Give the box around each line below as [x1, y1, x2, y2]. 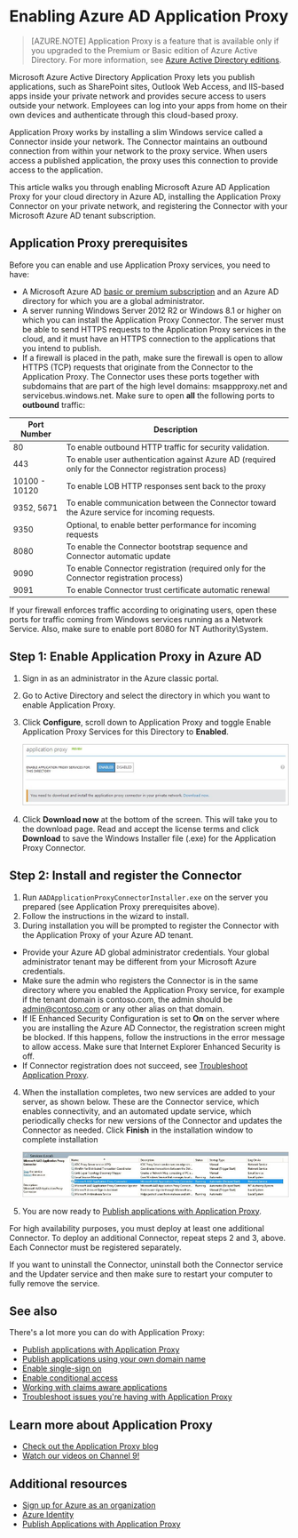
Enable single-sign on [21, 1363, 102, 1374]
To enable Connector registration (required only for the [66, 563, 266, 573]
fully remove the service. [9, 1278, 100, 1288]
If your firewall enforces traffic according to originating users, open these [9, 605, 278, 615]
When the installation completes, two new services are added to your [21, 1086, 276, 1097]
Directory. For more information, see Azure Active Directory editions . [30, 54, 282, 65]
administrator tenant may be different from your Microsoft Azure [21, 956, 257, 966]
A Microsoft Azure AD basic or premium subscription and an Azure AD [21, 286, 279, 297]
